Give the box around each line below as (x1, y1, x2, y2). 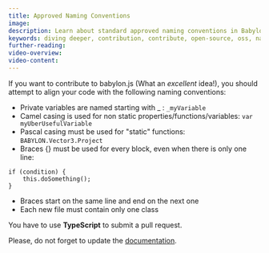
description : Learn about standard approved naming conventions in (8, 27, 239, 35)
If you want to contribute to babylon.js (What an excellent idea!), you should (8, 78, 258, 88)
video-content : (8, 57, 59, 65)
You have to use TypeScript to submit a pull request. (8, 220, 183, 230)
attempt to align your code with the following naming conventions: (8, 87, 227, 96)
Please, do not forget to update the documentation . (8, 235, 178, 245)
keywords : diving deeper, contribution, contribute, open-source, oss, (8, 34, 252, 43)
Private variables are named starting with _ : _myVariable (19, 102, 207, 112)
